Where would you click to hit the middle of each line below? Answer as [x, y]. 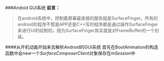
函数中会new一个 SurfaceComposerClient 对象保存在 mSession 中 [70, 53]
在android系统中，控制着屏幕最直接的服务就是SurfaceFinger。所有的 [87, 18]
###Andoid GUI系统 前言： [33, 8]
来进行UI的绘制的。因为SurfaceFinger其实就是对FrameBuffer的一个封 [88, 30]
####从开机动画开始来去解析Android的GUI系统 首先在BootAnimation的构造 [82, 47]
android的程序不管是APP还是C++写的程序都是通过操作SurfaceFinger [87, 24]
